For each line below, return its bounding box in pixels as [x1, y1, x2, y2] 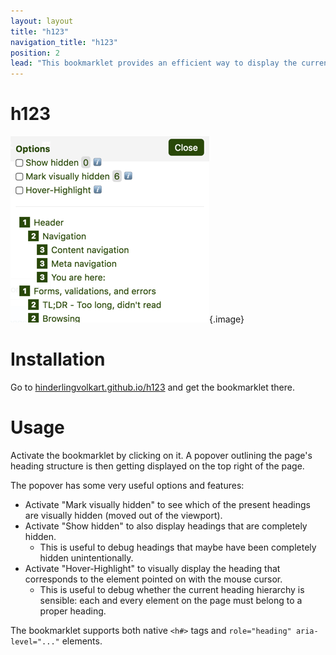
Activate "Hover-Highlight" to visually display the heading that [24, 562, 281, 574]
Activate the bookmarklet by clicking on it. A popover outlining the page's [10, 449, 313, 461]
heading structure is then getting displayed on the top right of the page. [10, 460, 305, 472]
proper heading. [39, 605, 107, 617]
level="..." [10, 636, 60, 647]
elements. [61, 635, 103, 647]
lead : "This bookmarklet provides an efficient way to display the [10, 58, 298, 69]
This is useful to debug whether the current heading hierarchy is [39, 583, 305, 595]
